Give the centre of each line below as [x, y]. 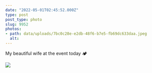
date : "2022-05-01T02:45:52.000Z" [42, 10]
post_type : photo [24, 19]
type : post [17, 15]
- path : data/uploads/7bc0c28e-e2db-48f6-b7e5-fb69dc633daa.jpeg [76, 34]
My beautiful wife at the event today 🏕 [46, 53]
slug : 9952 [17, 24]
